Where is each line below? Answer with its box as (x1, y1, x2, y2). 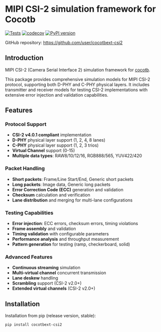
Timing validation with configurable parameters (12, 231, 109, 237)
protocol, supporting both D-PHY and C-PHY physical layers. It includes (5, 81, 150, 87)
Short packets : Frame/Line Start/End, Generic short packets (12, 176, 134, 182)
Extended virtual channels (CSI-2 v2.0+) (12, 285, 96, 291)
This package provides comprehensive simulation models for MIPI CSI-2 (5, 76, 150, 82)
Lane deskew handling (12, 275, 59, 281)
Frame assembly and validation (12, 226, 77, 231)
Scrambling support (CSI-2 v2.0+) (12, 281, 82, 286)
